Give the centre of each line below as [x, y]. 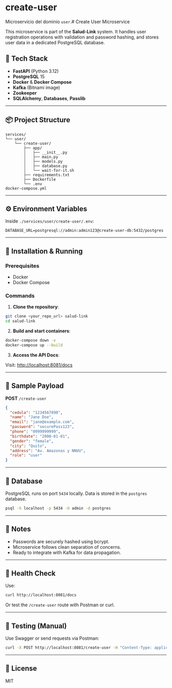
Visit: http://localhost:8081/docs [39, 365]
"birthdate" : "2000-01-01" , [40, 436]
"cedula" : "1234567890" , [36, 413]
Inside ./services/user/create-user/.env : [50, 221]
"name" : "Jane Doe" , [32, 417]
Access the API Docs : [36, 355]
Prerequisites [22, 266]
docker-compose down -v [31, 341]
